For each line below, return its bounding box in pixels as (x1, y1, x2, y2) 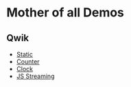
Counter (16, 58, 40, 66)
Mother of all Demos (6, 5, 125, 21)
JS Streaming (16, 72, 55, 80)
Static (16, 50, 34, 58)
